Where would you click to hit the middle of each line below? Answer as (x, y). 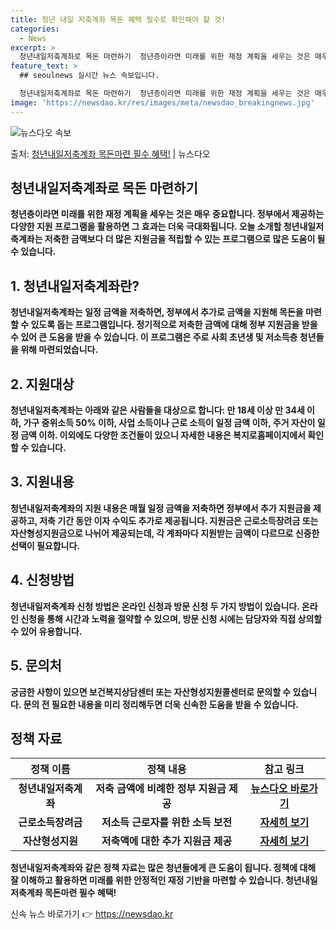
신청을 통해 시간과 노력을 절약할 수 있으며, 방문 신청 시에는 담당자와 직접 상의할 (171, 618)
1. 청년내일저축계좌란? (75, 286)
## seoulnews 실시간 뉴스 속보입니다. (89, 76)
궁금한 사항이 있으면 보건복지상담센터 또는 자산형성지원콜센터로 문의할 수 (151, 692)
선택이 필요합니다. (45, 545)
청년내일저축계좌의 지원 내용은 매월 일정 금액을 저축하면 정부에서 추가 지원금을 (161, 508)
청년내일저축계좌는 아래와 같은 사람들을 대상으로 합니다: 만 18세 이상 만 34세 (157, 410)
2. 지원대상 (42, 384)
